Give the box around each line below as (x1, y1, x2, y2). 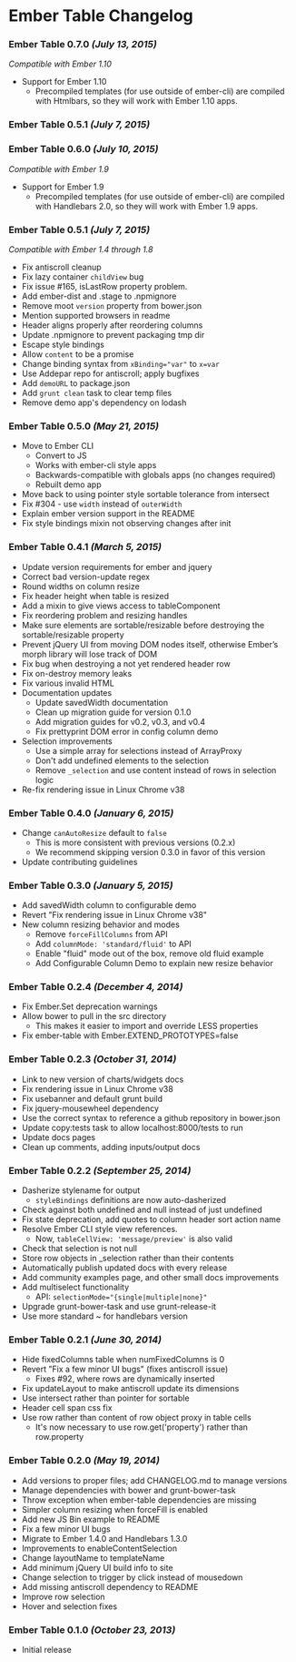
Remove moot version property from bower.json (21, 301, 202, 311)
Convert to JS (35, 450, 87, 461)
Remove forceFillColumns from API (35, 929, 169, 940)
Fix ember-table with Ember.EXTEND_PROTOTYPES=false (21, 1030, 239, 1041)
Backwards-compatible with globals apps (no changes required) (35, 470, 276, 481)
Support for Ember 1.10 (21, 76, 107, 87)
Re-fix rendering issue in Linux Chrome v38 (21, 784, 185, 795)
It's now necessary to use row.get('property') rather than (35, 1422, 249, 1433)
